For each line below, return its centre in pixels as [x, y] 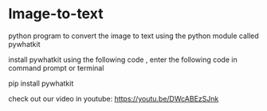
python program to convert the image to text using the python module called [133, 36]
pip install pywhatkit [41, 83]
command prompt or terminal [56, 67]
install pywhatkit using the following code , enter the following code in [123, 59]
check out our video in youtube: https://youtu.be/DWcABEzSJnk [114, 98]
